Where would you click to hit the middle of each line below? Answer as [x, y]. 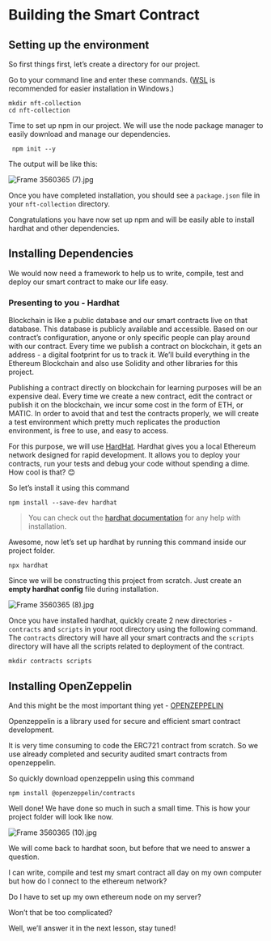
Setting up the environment [79, 45]
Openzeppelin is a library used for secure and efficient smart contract [125, 721]
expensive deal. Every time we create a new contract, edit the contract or [131, 396]
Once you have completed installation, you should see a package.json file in [134, 195]
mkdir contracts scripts [50, 662]
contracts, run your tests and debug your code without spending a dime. [129, 464]
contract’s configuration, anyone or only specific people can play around [129, 338]
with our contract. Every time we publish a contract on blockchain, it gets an [135, 347]
